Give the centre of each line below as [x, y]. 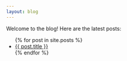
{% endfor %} [32, 52]
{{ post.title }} [31, 46]
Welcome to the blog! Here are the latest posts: [64, 28]
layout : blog [22, 12]
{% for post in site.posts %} [49, 40]
